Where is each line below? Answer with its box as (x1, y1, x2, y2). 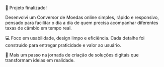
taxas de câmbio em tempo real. (5, 25, 72, 31)
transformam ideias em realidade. (5, 57, 75, 63)
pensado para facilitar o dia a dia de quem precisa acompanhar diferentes (5, 20, 158, 25)
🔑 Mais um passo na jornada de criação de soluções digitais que (5, 52, 139, 57)
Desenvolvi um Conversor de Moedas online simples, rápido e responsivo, (5, 14, 159, 20)
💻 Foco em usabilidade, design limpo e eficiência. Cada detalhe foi (5, 35, 145, 41)
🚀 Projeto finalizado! (5, 5, 47, 10)
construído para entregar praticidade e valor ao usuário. (5, 42, 122, 48)
